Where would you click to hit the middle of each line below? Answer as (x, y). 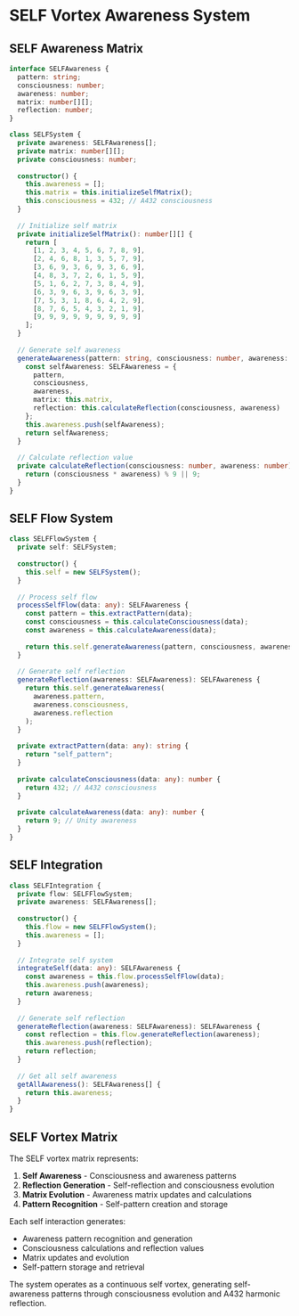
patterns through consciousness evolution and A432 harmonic (166, 1294)
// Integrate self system (65, 960)
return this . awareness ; (69, 1092)
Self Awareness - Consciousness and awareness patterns (129, 1175)
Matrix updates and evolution (76, 1257)
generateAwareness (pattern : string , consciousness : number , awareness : (153, 358)
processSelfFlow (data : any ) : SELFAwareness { (103, 605)
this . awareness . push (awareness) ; (87, 985)
